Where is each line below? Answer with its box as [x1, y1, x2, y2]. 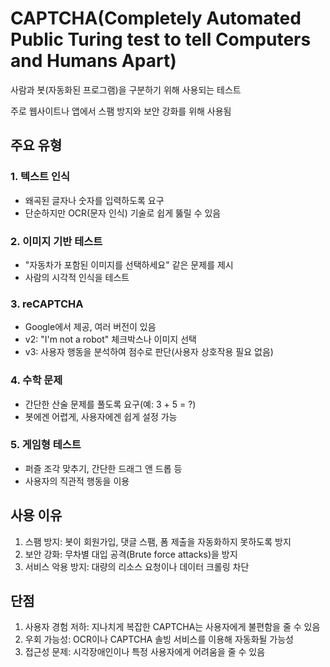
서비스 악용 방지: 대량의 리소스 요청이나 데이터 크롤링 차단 [24, 560, 250, 572]
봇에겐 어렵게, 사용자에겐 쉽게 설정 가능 [24, 410, 178, 422]
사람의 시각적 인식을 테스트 [24, 271, 130, 283]
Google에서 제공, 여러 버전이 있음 [24, 321, 157, 333]
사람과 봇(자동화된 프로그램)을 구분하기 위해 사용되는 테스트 [10, 83, 242, 96]
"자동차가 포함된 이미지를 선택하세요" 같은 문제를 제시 [24, 258, 234, 271]
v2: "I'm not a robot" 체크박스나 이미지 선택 [24, 333, 197, 346]
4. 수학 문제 [10, 373, 63, 387]
